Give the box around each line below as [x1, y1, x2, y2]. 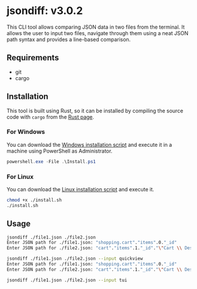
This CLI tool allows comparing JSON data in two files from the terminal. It [6, 23, 185, 30]
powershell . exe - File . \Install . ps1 [6, 159, 96, 164]
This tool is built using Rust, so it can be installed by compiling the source [6, 107, 184, 114]
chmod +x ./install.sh [6, 197, 62, 203]
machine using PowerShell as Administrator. [6, 147, 113, 154]
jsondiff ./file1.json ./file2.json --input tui [6, 277, 127, 283]
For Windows [6, 128, 46, 136]
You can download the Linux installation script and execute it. [6, 186, 154, 193]
